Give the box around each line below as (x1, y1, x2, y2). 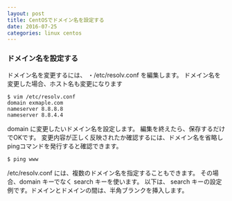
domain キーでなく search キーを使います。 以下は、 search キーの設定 (19, 177, 222, 186)
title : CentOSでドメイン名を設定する (7, 17, 105, 24)
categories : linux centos (7, 29, 82, 37)
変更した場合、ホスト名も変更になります (7, 79, 123, 87)
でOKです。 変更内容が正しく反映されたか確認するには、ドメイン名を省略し (7, 133, 224, 141)
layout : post (7, 10, 45, 17)
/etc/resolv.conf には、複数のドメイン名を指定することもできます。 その (7, 168, 213, 177)
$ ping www (7, 155, 39, 163)
